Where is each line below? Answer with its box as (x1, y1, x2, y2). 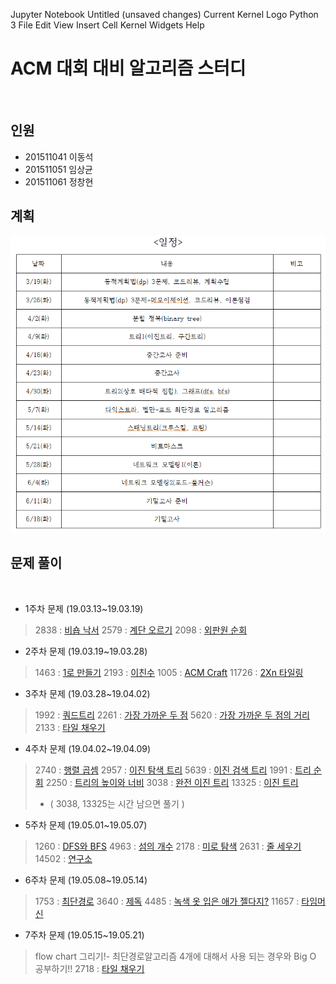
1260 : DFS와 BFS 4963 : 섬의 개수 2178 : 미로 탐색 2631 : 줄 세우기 (34, 840, 302, 852)
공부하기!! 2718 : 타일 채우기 (34, 962, 145, 974)
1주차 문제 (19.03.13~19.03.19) (24, 602, 144, 614)
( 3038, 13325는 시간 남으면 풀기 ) (49, 797, 185, 809)
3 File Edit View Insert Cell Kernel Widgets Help (10, 19, 205, 31)
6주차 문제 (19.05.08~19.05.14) (24, 874, 148, 886)
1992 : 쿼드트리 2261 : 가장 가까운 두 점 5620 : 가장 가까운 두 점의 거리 (34, 709, 310, 721)
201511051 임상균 (24, 163, 93, 175)
